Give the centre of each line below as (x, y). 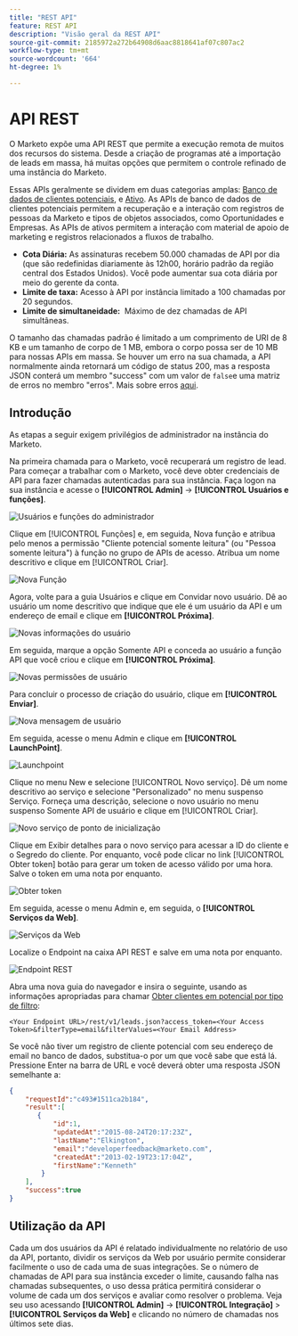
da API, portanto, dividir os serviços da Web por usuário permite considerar (148, 1257)
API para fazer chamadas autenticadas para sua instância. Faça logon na (143, 480)
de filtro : (24, 1005)
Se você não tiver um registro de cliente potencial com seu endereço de (141, 1046)
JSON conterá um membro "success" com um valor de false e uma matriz (145, 375)
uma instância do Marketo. (58, 172)
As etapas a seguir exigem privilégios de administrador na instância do (139, 434)
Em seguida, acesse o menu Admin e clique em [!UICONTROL (123, 738)
